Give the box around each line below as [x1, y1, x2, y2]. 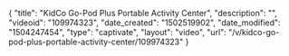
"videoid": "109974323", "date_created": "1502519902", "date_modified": [8, 17, 282, 28]
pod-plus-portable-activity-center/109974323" [8, 36, 184, 47]
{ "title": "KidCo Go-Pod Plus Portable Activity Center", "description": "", [8, 8, 278, 18]
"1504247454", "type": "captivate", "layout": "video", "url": [8, 27, 227, 37]
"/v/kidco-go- [228, 27, 280, 37]
